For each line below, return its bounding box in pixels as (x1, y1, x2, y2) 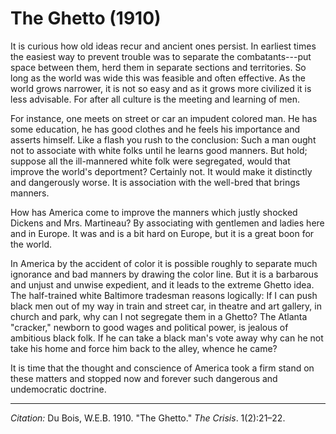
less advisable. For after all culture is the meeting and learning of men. (10, 93, 300, 105)
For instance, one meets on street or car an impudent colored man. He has (10, 112, 318, 124)
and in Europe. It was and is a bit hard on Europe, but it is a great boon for (10, 227, 315, 239)
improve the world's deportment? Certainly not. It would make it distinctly (10, 165, 313, 177)
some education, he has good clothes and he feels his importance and (10, 123, 301, 135)
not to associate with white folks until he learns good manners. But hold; (10, 144, 308, 156)
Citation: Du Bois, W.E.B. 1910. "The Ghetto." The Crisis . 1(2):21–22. (10, 412, 286, 424)
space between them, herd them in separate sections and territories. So (10, 61, 307, 73)
